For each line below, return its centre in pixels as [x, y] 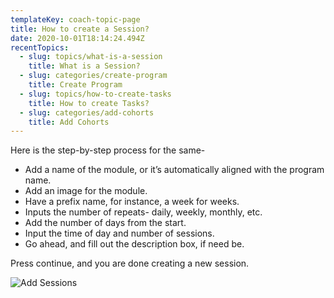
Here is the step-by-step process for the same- [108, 150]
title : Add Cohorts [69, 122]
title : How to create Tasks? [89, 103]
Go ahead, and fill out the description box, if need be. [134, 244]
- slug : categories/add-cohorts [87, 112]
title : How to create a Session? [80, 29]
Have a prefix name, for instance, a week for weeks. [132, 202]
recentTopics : [40, 47]
